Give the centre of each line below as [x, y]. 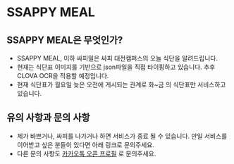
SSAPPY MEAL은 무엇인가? [65, 40]
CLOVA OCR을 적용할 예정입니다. [63, 76]
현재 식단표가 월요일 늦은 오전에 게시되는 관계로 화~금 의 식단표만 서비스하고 [121, 84]
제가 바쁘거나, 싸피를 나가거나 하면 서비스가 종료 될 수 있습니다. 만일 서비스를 [122, 136]
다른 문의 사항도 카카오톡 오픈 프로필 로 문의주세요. [86, 153]
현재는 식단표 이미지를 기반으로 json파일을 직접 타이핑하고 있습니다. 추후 [116, 67]
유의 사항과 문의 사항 [48, 118]
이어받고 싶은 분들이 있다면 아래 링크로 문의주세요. [85, 144]
